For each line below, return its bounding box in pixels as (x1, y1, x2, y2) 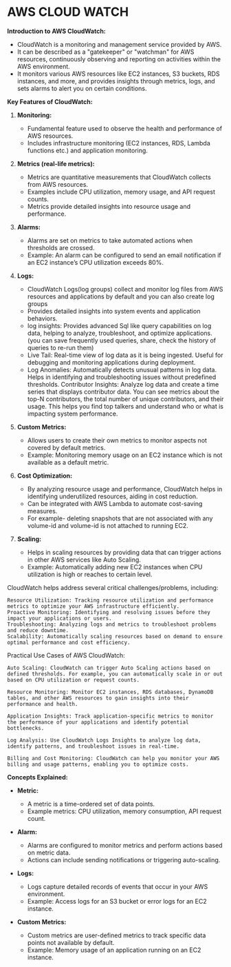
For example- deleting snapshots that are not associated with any (27, 514, 213, 522)
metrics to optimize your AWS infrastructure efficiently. (7, 602, 180, 610)
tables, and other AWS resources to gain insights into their (7, 694, 189, 702)
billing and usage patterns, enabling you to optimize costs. (7, 761, 189, 768)
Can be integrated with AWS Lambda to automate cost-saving (27, 499, 203, 507)
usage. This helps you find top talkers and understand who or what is (27, 402, 223, 410)
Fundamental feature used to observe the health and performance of (27, 124, 223, 132)
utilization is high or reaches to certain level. (27, 570, 153, 578)
